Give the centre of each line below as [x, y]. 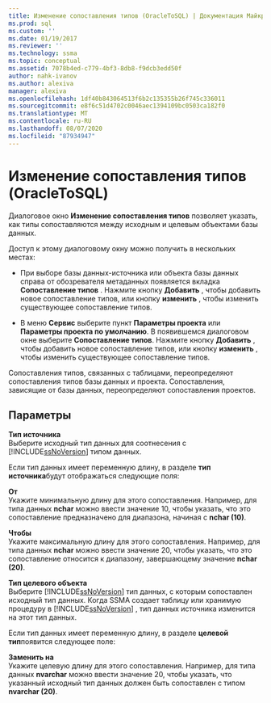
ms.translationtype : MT [48, 114]
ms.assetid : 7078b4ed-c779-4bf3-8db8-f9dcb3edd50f [95, 69]
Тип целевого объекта [48, 583]
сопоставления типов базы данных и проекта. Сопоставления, [117, 381]
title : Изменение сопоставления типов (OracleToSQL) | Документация [126, 16]
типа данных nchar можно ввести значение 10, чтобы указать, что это [130, 509]
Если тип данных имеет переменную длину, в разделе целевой [119, 633]
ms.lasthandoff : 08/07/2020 [56, 128]
